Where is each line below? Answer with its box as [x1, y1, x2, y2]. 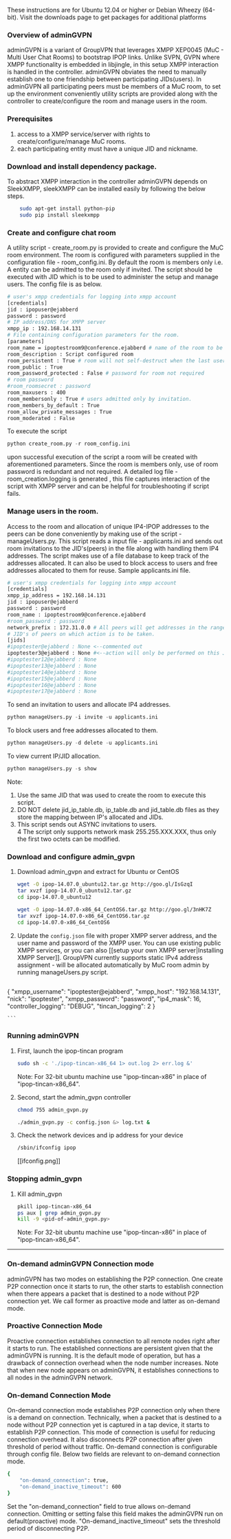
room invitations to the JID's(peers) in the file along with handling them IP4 [7, 544, 219, 552]
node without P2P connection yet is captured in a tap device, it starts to [7, 1421, 210, 1429]
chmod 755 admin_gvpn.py [16, 1106, 89, 1113]
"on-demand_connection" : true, [19, 1477, 109, 1484]
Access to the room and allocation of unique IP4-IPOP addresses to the [7, 522, 210, 530]
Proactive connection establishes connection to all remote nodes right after [7, 1337, 221, 1345]
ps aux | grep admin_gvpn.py [16, 1210, 101, 1216]
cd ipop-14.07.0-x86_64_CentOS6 [16, 919, 110, 926]
